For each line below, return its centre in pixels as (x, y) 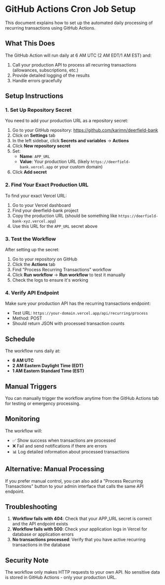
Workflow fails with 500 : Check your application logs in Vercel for (80, 529)
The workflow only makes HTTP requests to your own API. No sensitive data (82, 572)
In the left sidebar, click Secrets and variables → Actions (70, 141)
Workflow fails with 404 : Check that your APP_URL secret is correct (82, 519)
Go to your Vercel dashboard (42, 205)
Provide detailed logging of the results (51, 75)
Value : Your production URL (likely (54, 162)
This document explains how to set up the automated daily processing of (79, 23)
